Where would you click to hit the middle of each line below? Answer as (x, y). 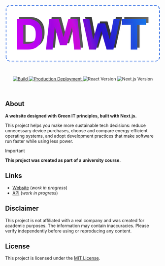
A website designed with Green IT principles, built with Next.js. (71, 115)
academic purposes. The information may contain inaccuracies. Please (77, 226)
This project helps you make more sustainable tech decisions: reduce (76, 125)
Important (15, 151)
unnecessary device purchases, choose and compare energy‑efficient (76, 130)
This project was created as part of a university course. (63, 160)
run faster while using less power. (39, 141)
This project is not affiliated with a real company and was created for (75, 220)
